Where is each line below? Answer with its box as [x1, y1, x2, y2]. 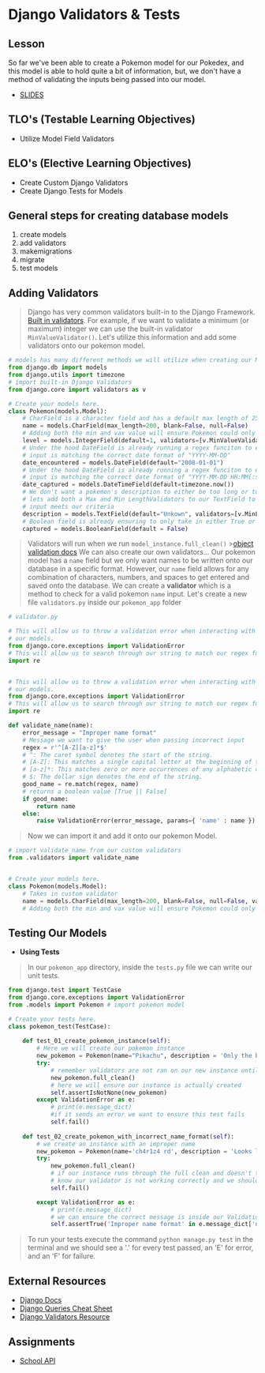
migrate [19, 255, 45, 265]
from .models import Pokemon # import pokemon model [8, 1001, 185, 1009]
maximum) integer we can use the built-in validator [27, 324, 193, 333]
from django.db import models [8, 363, 108, 372]
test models [19, 263, 58, 273]
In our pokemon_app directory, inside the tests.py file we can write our [27, 962, 252, 972]
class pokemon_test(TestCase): [8, 1022, 111, 1030]
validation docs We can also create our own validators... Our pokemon [27, 547, 256, 557]
